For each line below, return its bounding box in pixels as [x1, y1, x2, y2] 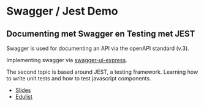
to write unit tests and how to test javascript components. [6, 75, 151, 82]
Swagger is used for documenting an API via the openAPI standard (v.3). [6, 44, 190, 52]
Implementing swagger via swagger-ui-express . [6, 57, 127, 63]
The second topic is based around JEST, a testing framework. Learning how [6, 68, 198, 76]
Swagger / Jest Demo [6, 4, 118, 18]
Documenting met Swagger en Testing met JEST [6, 29, 195, 39]
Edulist [15, 93, 32, 100]
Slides [15, 87, 31, 94]
